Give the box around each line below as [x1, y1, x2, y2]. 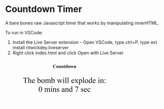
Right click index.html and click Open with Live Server [12, 50, 124, 56]
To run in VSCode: [5, 29, 43, 35]
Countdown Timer [5, 3, 82, 15]
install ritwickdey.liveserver [12, 44, 69, 50]
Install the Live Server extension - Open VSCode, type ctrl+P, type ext [12, 39, 157, 45]
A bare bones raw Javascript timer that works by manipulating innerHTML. [5, 20, 159, 26]
